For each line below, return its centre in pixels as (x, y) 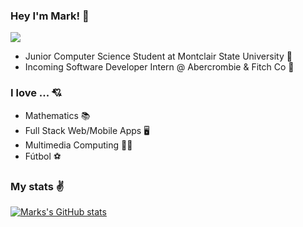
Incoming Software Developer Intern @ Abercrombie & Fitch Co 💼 (159, 67)
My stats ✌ (37, 186)
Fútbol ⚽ (43, 156)
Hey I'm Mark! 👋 (50, 16)
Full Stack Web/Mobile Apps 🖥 (87, 130)
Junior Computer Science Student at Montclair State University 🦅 (158, 56)
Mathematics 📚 (57, 115)
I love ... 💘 (36, 93)
